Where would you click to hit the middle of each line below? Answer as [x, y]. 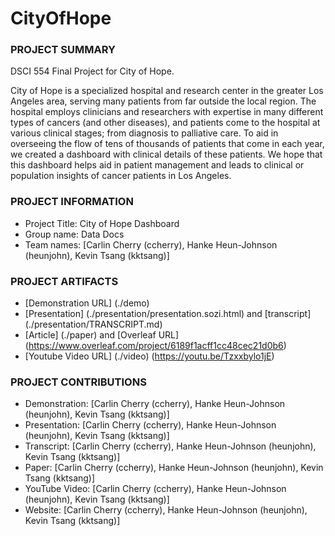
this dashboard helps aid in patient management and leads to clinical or [157, 165]
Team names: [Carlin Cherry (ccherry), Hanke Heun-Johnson [151, 244]
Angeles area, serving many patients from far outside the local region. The [163, 101]
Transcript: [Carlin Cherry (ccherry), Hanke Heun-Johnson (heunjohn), [170, 446]
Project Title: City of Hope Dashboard [102, 223]
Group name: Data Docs [74, 234]
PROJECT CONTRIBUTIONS [78, 382]
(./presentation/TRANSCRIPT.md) [93, 324]
